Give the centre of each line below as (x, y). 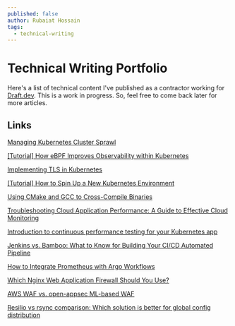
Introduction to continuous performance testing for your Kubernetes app (113, 231)
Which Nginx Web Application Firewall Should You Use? (88, 280)
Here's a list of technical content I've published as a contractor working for (116, 88)
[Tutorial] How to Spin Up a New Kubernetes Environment (91, 183)
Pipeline (19, 253)
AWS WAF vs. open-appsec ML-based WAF (71, 294)
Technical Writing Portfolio (88, 68)
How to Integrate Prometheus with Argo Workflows (81, 266)
